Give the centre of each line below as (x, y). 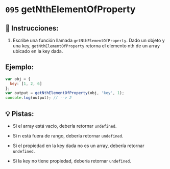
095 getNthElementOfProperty (70, 9)
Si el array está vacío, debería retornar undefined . (65, 126)
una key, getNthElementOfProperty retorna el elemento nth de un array (86, 46)
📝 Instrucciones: (32, 28)
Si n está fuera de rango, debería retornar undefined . (68, 136)
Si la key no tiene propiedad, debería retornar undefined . (72, 161)
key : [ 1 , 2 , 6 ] (26, 83)
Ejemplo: (20, 67)
